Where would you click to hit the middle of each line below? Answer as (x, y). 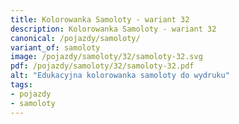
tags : (21, 85)
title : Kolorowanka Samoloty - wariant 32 (100, 19)
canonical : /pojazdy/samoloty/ (75, 38)
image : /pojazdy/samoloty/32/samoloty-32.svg (106, 57)
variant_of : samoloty (55, 47)
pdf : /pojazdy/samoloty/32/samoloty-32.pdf (102, 66)
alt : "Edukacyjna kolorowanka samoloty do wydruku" (120, 76)
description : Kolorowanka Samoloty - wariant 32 (113, 29)
